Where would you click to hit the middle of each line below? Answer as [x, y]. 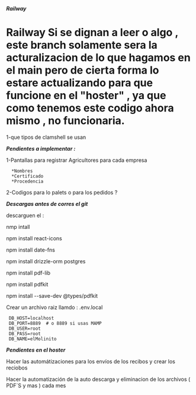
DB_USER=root [25, 329]
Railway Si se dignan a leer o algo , [92, 33]
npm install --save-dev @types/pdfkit [52, 295]
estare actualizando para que [79, 83]
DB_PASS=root [25, 334]
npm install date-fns [30, 250]
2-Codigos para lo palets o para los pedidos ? [62, 192]
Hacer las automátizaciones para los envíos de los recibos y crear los [91, 361]
